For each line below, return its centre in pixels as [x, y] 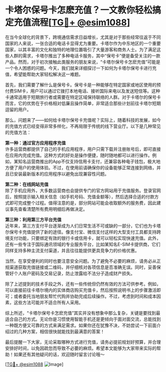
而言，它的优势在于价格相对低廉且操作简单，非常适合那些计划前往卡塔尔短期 [83, 103]
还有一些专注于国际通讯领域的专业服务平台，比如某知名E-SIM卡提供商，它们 [83, 244]
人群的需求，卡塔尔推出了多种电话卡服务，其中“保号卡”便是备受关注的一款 [85, 55]
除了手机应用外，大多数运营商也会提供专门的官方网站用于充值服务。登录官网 [83, 190]
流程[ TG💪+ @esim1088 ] [81, 23]
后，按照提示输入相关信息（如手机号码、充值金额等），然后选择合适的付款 [80, 196]
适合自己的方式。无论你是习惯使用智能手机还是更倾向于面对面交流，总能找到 [83, 319]
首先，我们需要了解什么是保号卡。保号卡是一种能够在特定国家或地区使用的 [81, 85]
